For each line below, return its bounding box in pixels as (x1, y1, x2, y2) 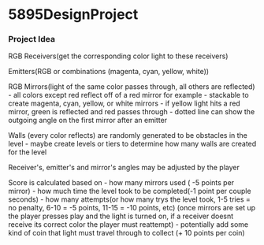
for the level (8, 147, 47, 157)
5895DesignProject (8, 6, 139, 24)
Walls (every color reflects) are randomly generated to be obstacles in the (8, 131, 248, 140)
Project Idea (8, 34, 55, 45)
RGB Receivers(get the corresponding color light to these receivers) (8, 51, 229, 61)
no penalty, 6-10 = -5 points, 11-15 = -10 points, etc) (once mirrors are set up (8, 203, 256, 213)
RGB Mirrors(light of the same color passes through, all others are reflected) (8, 82, 255, 91)
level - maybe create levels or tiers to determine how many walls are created (8, 139, 257, 149)
